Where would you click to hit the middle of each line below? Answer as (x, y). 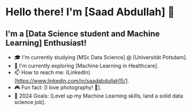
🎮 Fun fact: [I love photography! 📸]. (58, 87)
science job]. (30, 102)
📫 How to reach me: (39, 72)
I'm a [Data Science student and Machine (83, 34)
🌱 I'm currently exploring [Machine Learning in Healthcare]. (86, 66)
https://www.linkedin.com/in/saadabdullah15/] (72, 81)
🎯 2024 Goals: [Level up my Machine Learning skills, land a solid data (99, 96)
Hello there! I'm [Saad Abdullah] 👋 (90, 12)
